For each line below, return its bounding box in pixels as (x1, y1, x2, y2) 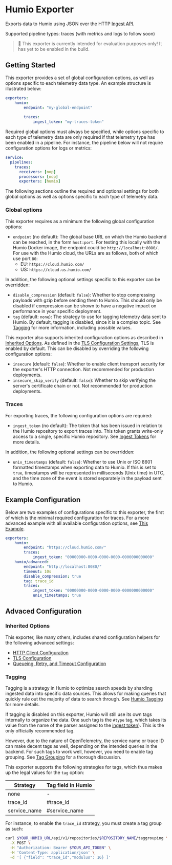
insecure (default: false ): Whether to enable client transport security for (12, 361, 165, 367)
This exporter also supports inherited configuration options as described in (5, 334, 164, 340)
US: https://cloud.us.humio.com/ (20, 266, 92, 272)
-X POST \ (10, 840, 31, 845)
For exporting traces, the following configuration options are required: (5, 412, 153, 418)
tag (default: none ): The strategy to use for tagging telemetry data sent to (12, 314, 166, 320)
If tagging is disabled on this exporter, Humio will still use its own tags (5, 711, 152, 717)
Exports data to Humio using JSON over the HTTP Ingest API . (5, 21, 135, 27)
